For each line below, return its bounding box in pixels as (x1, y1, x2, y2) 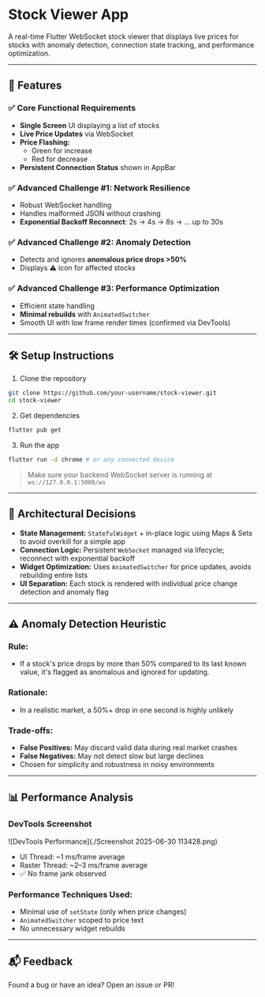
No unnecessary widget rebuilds (19, 923, 126, 933)
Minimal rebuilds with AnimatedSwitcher (19, 309, 150, 319)
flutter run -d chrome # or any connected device (8, 455, 175, 463)
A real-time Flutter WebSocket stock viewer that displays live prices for (8, 32, 239, 41)
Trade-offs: (8, 725, 54, 736)
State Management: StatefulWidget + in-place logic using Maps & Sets (19, 528, 253, 538)
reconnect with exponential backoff (19, 553, 136, 563)
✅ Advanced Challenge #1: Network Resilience (8, 182, 191, 193)
